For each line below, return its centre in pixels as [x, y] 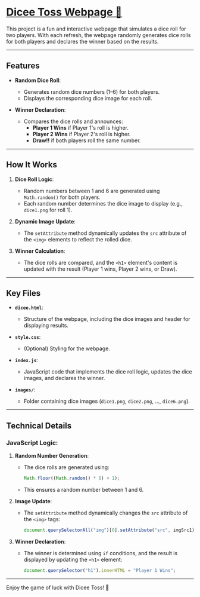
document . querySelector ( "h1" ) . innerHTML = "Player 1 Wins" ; [100, 570]
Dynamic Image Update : [45, 221]
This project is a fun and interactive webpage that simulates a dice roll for [96, 29]
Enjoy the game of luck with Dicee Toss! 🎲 [58, 587]
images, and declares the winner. [64, 378]
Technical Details [39, 426]
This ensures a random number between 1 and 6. [84, 489]
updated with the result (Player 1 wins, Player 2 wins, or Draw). [100, 269]
